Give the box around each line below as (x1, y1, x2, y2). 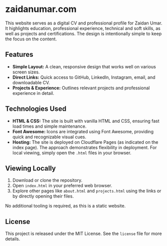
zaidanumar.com (5, 3, 77, 15)
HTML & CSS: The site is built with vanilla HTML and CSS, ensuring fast (12, 118, 160, 124)
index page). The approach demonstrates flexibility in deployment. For (12, 144, 157, 150)
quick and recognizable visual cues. (12, 134, 86, 140)
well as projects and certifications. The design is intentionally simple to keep (5, 30, 162, 36)
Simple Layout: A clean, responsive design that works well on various (12, 63, 156, 69)
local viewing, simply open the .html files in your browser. (12, 150, 132, 156)
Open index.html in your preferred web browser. (12, 183, 113, 189)
